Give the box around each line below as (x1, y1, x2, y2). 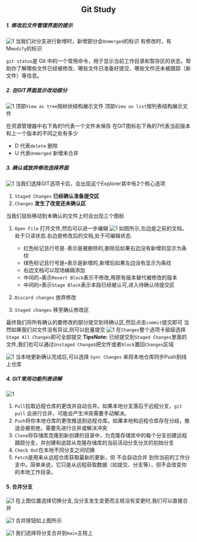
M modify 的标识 (6, 45, 42, 52)
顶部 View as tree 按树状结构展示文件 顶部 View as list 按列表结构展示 (15, 103, 183, 110)
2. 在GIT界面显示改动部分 (6, 86, 67, 93)
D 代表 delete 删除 (14, 142, 58, 149)
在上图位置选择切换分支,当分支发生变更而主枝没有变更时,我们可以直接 (15, 497, 183, 504)
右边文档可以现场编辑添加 (23, 267, 86, 274)
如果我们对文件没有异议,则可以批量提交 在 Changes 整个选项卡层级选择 (11, 326, 186, 334)
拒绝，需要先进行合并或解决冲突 (30, 425, 107, 432)
